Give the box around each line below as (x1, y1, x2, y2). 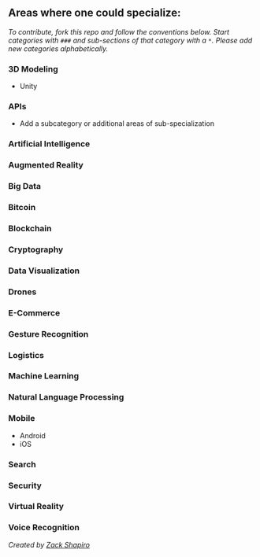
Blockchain (8, 223, 52, 234)
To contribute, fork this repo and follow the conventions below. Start (8, 27, 230, 36)
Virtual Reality (8, 501, 65, 512)
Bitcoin (8, 202, 36, 213)
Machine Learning (8, 371, 80, 382)
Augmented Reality (8, 160, 84, 171)
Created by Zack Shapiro (8, 540, 91, 549)
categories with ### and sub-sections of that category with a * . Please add (8, 35, 253, 45)
